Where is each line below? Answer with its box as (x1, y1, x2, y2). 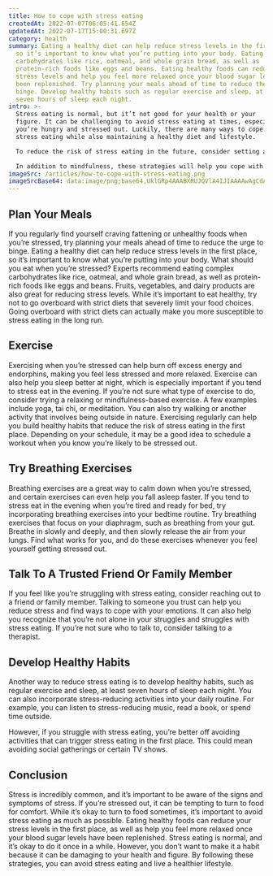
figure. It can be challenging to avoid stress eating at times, (15, 118, 242, 126)
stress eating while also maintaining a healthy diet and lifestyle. (15, 132, 256, 141)
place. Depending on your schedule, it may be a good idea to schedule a (8, 429, 252, 439)
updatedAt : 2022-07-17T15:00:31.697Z (8, 27, 136, 35)
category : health (8, 34, 67, 43)
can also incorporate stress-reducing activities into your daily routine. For (8, 694, 254, 704)
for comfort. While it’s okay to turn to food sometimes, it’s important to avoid (8, 807, 263, 817)
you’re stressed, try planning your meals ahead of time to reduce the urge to (8, 237, 264, 247)
